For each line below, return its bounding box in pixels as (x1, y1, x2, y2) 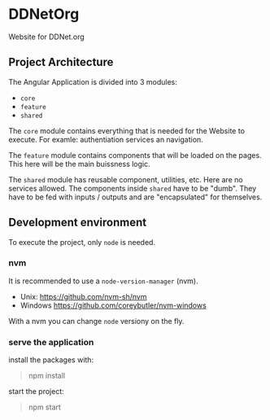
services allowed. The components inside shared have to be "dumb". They (8, 183, 257, 193)
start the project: (8, 387, 65, 396)
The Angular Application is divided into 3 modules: (8, 77, 177, 86)
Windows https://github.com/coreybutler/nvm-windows (20, 300, 207, 310)
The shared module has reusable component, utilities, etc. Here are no (8, 174, 243, 184)
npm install (28, 371, 66, 381)
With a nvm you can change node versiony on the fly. (8, 316, 185, 326)
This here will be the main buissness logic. (8, 159, 150, 168)
